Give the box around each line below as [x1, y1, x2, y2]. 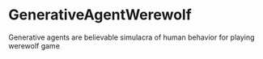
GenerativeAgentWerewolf [8, 6, 192, 24]
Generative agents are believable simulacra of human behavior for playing [8, 32, 255, 42]
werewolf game [8, 40, 61, 50]
